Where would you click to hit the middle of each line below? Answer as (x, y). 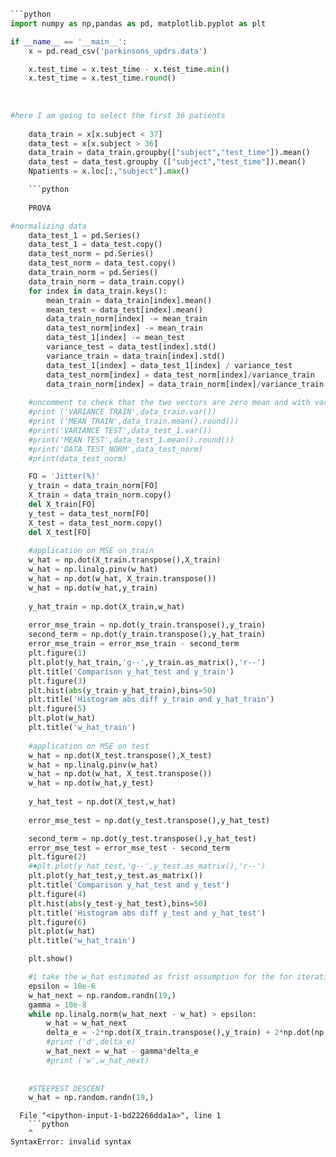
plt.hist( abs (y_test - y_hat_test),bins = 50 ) (118, 903)
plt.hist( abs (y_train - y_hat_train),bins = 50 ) (122, 690)
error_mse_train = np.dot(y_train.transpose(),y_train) (147, 625)
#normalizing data (48, 226)
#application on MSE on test (89, 746)
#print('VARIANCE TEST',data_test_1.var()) (120, 430)
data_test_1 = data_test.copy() (95, 245)
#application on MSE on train (91, 551)
